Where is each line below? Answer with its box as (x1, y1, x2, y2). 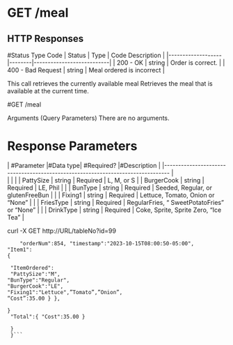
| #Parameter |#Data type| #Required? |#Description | (7, 161, 161, 169)
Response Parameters (7, 138, 138, 154)
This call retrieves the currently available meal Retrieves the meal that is (7, 79, 214, 88)
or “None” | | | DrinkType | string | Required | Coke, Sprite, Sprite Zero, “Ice (7, 206, 222, 214)
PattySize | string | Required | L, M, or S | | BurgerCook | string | (22, 176, 204, 184)
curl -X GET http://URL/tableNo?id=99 (7, 227, 117, 235)
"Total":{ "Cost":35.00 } (10, 313, 86, 320)
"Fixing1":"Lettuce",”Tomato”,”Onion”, (7, 289, 123, 296)
